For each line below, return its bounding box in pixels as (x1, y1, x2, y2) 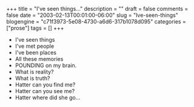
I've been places (15, 49, 56, 56)
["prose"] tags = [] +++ (6, 24, 65, 31)
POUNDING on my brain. (15, 62, 77, 69)
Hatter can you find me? (15, 81, 76, 88)
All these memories (15, 56, 64, 62)
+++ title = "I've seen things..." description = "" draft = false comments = (6, 5, 189, 12)
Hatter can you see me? (15, 88, 75, 94)
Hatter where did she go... (15, 94, 81, 101)
